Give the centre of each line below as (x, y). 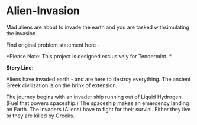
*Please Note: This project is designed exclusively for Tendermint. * (89, 56)
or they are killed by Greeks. (41, 116)
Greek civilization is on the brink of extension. (62, 85)
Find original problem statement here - (53, 45)
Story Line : (20, 68)
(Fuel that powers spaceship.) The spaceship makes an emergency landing (98, 103)
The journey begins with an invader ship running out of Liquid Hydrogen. (95, 97)
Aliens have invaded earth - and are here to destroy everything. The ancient (98, 79)
